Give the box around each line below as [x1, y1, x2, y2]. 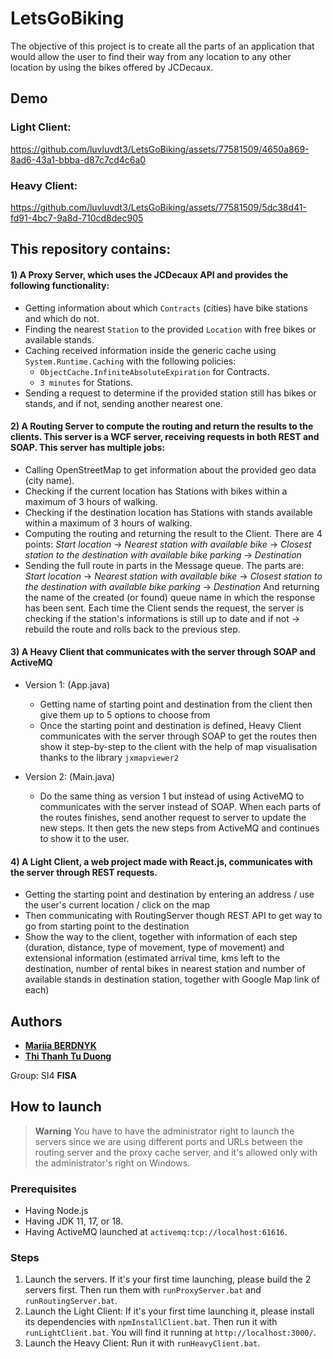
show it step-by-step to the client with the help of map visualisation [39, 740, 318, 752]
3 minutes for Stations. [39, 376, 133, 388]
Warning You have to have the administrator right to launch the [34, 1125, 295, 1137]
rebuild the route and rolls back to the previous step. [24, 623, 241, 635]
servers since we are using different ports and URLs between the [34, 1135, 303, 1147]
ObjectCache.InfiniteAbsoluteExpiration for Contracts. [39, 365, 270, 377]
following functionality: [10, 279, 110, 291]
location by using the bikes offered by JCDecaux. [10, 61, 214, 73]
